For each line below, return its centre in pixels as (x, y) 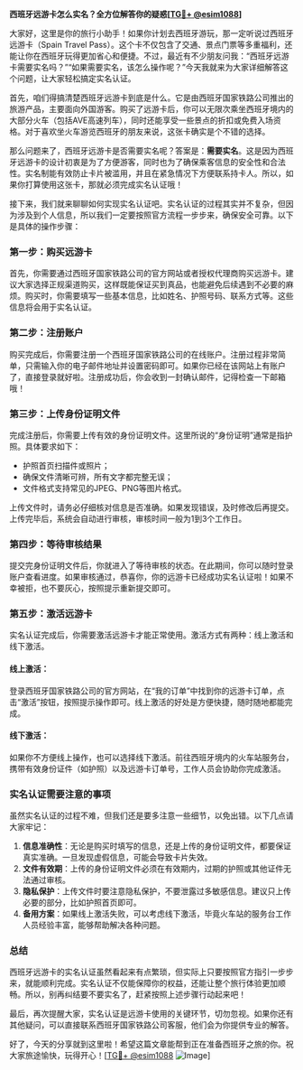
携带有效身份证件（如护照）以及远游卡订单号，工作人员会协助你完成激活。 (147, 768)
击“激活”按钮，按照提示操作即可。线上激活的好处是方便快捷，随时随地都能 (147, 702)
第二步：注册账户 (46, 333)
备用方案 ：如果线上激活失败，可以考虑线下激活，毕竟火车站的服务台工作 (156, 914)
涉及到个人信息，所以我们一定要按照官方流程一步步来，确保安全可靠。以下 (155, 215)
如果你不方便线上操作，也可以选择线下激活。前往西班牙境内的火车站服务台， (151, 757)
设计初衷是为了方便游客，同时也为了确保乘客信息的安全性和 (159, 162)
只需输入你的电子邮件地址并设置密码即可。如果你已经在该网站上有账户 (155, 366)
